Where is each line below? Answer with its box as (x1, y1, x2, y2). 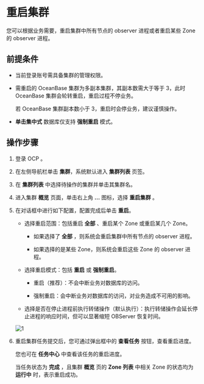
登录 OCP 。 (15, 155, 46, 162)
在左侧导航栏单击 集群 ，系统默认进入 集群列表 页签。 (15, 168, 148, 175)
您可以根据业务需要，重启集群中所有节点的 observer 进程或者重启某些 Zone (6, 27, 196, 34)
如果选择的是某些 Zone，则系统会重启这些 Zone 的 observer (33, 245, 184, 253)
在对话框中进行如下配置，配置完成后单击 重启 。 (15, 207, 135, 214)
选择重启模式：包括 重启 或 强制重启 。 (24, 266, 120, 273)
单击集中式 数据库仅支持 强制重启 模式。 (15, 118, 116, 125)
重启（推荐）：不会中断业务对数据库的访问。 (33, 279, 143, 286)
